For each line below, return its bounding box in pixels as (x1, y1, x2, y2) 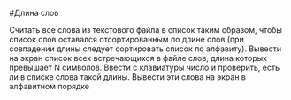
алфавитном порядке (9, 81, 90, 91)
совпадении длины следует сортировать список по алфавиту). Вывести (9, 43, 281, 54)
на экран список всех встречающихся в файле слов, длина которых (9, 53, 268, 63)
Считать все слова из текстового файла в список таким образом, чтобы (9, 25, 283, 35)
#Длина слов (9, 8, 59, 18)
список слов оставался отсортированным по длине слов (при (9, 35, 245, 44)
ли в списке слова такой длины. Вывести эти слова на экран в (9, 72, 246, 82)
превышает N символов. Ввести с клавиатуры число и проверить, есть (9, 62, 280, 73)
